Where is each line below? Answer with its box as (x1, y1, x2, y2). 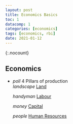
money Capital (12, 103, 43, 109)
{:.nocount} (5, 49, 29, 56)
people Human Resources (12, 113, 67, 119)
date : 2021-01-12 (5, 36, 42, 41)
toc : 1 (5, 17, 19, 22)
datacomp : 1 (5, 21, 30, 27)
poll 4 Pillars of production (12, 78, 68, 84)
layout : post (5, 7, 33, 13)
